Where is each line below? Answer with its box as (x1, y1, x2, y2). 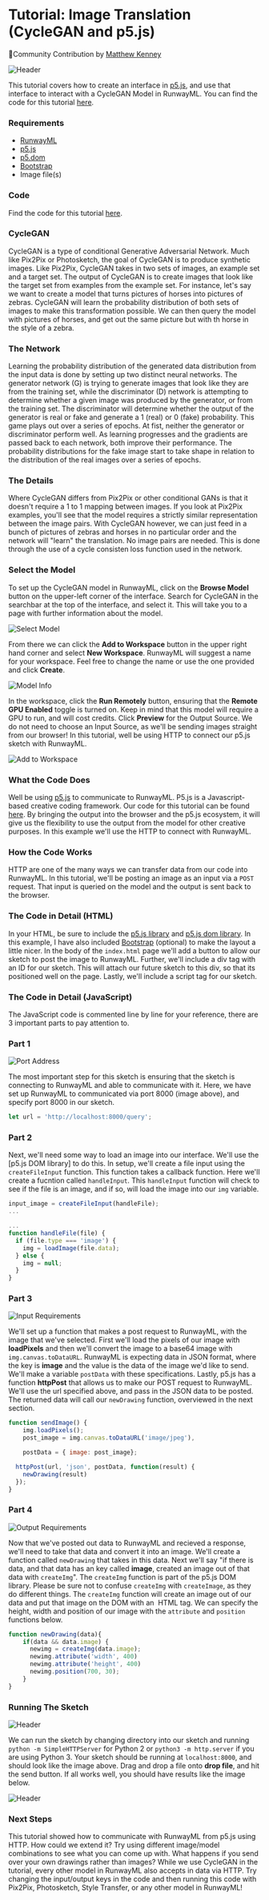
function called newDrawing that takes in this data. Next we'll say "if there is (8, 1555, 254, 1565)
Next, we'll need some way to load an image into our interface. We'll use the (8, 1150, 259, 1160)
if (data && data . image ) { (22, 1638, 110, 1646)
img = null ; (22, 1259, 62, 1267)
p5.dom (19, 152, 46, 162)
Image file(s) (19, 170, 62, 180)
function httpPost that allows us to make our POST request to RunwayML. (8, 1378, 252, 1387)
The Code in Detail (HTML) (8, 911, 114, 922)
